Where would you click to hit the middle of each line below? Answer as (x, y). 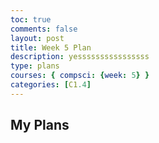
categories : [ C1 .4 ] (51, 85)
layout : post (37, 38)
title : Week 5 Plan (51, 47)
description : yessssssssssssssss (80, 57)
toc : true (31, 19)
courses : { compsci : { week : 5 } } (80, 76)
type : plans (35, 66)
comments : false (44, 29)
